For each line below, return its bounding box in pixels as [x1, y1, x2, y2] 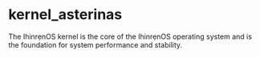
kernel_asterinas [8, 6, 123, 24]
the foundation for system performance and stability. [8, 40, 183, 49]
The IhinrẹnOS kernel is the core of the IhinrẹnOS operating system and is [8, 32, 253, 41]
